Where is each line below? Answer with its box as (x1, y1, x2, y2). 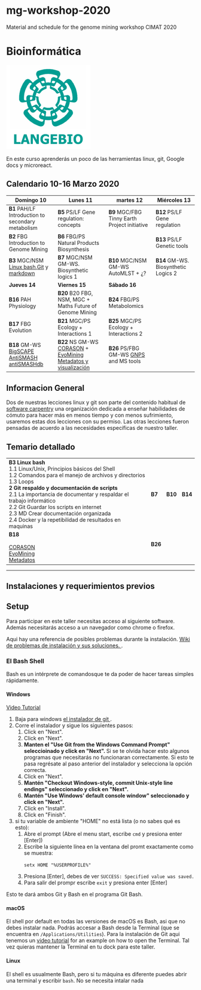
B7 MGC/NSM (57, 253, 93, 261)
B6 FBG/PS (57, 232, 86, 240)
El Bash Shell (6, 657, 45, 665)
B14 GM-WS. (155, 257, 190, 264)
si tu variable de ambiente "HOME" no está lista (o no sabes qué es (14, 818, 181, 825)
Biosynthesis (57, 246, 90, 253)
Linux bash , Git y (8, 264, 49, 271)
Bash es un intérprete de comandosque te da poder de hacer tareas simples (6, 671, 194, 678)
